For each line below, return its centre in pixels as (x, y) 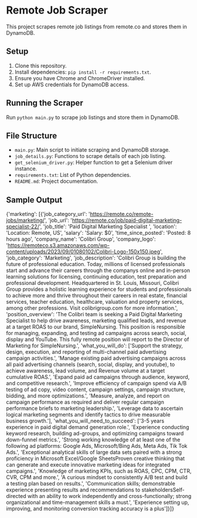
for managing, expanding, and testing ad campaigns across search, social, (96, 333)
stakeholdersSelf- (163, 490)
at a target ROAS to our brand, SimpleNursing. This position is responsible (96, 327)
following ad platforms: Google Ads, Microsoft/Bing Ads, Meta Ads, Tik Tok (97, 446)
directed (16, 496)
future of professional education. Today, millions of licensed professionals (96, 264)
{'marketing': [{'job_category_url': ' (48, 214)
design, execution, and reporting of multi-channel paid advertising (86, 352)
